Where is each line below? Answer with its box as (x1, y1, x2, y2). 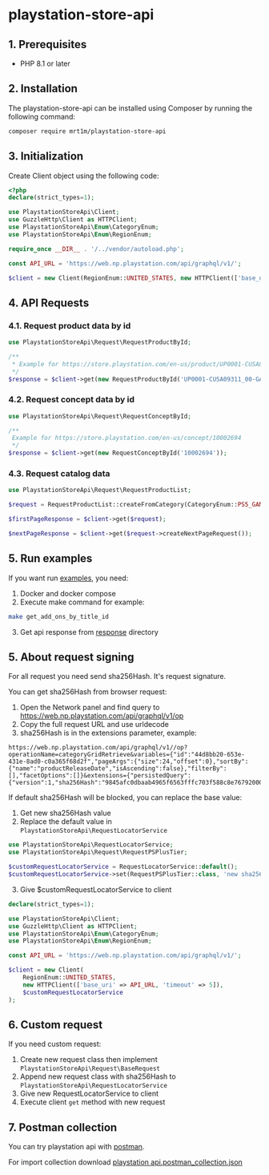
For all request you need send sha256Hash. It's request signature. (8, 672, 227, 681)
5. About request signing (8, 650, 134, 664)
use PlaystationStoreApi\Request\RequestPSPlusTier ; (8, 848, 188, 857)
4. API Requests (8, 296, 90, 309)
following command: (8, 111, 76, 121)
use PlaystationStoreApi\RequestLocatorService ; (8, 841, 174, 849)
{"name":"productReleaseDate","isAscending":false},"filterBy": (8, 765, 227, 773)
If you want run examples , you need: (8, 573, 129, 583)
